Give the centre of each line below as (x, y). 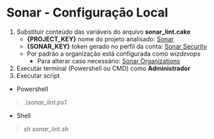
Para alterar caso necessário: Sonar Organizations (108, 61)
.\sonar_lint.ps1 (45, 102)
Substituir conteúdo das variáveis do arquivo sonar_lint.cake (104, 32)
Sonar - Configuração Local (87, 13)
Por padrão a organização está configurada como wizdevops (114, 54)
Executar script (38, 75)
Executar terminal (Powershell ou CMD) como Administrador (103, 68)
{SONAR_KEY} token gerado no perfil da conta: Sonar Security (117, 46)
